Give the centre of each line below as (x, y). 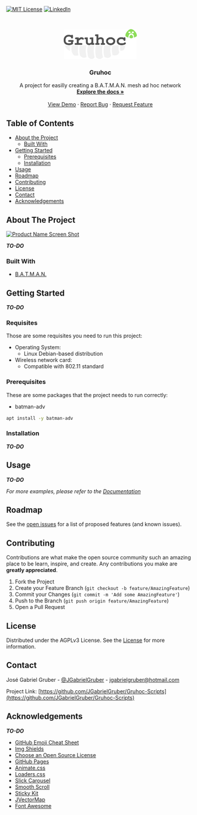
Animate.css (30, 768)
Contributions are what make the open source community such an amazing (98, 558)
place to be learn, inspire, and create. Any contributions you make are (92, 564)
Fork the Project (35, 582)
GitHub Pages (32, 761)
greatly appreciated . (32, 570)
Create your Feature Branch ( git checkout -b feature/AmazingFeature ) (102, 588)
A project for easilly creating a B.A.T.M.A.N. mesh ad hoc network (100, 85)
